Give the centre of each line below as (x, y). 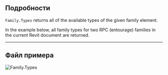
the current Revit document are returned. (47, 35)
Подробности (28, 8)
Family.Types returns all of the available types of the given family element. (82, 20)
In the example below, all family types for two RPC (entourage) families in (80, 30)
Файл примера (29, 55)
